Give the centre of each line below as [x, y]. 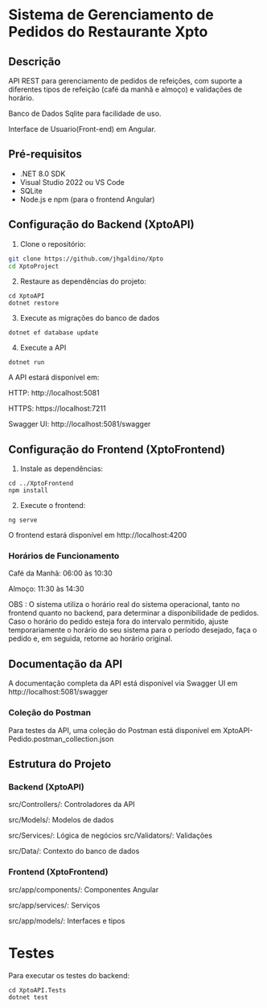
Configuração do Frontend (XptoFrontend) [117, 449]
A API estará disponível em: [54, 377]
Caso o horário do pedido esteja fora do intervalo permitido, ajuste [119, 621]
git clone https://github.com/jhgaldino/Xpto [86, 259]
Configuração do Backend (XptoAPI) [101, 225]
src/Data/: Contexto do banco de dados [74, 851]
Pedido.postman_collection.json [61, 739]
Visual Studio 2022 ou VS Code [72, 182]
